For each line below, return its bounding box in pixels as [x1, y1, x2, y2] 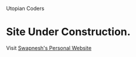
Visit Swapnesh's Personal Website [6, 44, 92, 51]
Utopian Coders [6, 5, 45, 12]
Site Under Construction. [6, 26, 131, 38]
